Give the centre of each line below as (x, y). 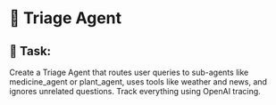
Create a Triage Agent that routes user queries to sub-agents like (129, 72)
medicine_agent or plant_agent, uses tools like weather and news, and (138, 82)
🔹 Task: (30, 51)
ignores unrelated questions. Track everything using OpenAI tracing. (135, 91)
